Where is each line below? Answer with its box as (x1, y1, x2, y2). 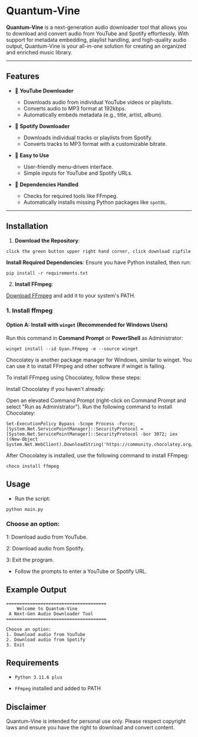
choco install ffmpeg (6, 463, 60, 469)
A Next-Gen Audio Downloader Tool (8, 611, 94, 617)
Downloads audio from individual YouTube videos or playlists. (23, 99, 173, 106)
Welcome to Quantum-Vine (16, 605, 78, 612)
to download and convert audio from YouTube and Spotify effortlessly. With (6, 30, 189, 37)
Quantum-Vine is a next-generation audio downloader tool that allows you (6, 24, 187, 31)
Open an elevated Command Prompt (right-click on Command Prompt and (6, 397, 187, 404)
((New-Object (6, 436, 38, 442)
